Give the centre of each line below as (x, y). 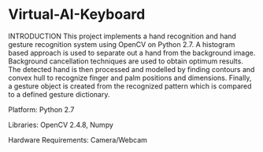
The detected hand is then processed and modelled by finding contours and (131, 69)
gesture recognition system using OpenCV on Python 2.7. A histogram (122, 44)
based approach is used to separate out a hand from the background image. (132, 52)
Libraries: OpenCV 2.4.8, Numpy (61, 125)
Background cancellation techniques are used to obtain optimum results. (126, 61)
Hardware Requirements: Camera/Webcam (78, 139)
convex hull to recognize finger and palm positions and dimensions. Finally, (130, 78)
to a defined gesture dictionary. (59, 94)
